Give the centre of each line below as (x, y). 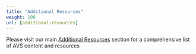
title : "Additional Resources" (45, 12)
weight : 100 (21, 17)
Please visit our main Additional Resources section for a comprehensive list (98, 40)
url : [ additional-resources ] (42, 23)
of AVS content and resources (43, 46)
